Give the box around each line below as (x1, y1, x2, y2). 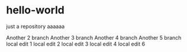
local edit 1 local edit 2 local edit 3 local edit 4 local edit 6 (6, 40, 146, 47)
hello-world (6, 4, 65, 17)
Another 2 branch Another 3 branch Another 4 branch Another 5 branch (6, 34, 182, 41)
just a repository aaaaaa (6, 23, 65, 30)
